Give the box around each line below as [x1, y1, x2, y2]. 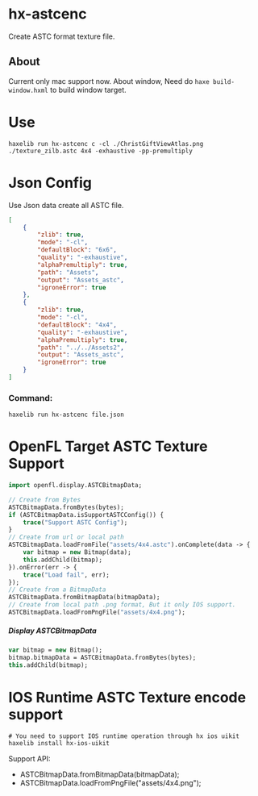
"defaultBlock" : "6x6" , [37, 246, 117, 254]
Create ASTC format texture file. [8, 31, 115, 41]
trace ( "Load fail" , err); [23, 570, 110, 579]
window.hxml [8, 86, 48, 94]
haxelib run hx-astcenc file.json [8, 411, 125, 419]
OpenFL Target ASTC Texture [8, 437, 208, 456]
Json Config [8, 173, 93, 192]
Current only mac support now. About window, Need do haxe [8, 76, 210, 85]
